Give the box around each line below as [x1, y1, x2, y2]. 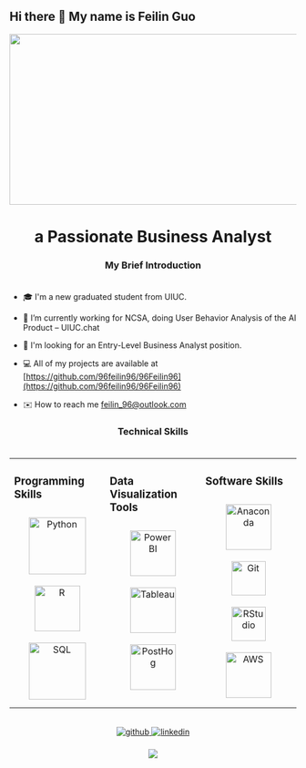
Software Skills [205, 474, 284, 488]
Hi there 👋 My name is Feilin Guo [9, 9, 196, 25]
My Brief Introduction [104, 259, 202, 271]
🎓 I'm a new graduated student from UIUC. [22, 292, 188, 302]
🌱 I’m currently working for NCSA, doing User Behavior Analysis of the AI [22, 312, 297, 323]
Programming [14, 474, 85, 488]
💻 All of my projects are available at [22, 358, 158, 369]
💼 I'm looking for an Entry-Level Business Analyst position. [22, 340, 242, 351]
